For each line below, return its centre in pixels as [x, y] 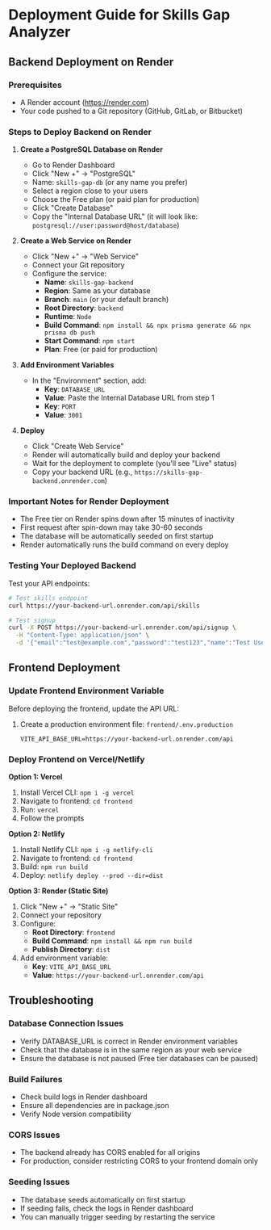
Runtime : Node [68, 317]
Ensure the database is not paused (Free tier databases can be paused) [139, 1058]
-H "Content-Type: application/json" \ [83, 636]
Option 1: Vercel [35, 777]
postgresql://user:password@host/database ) [106, 225]
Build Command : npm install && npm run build [112, 941]
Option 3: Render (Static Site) [58, 891]
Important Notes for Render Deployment [89, 502]
